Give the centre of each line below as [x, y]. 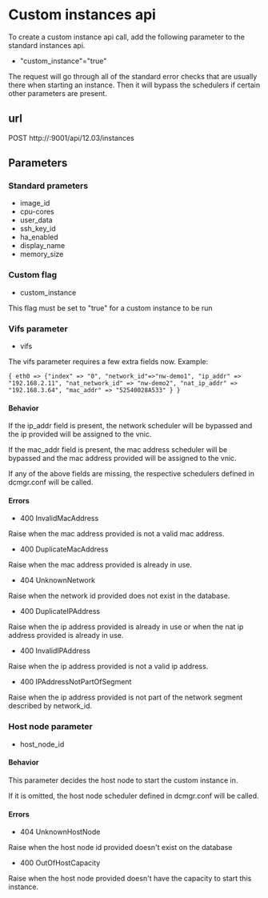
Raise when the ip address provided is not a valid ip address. [108, 667]
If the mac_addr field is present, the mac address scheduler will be [118, 450]
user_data [36, 220]
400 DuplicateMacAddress [64, 549]
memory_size [42, 255]
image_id [35, 203]
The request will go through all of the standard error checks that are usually [133, 76]
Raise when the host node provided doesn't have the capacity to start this [130, 879]
